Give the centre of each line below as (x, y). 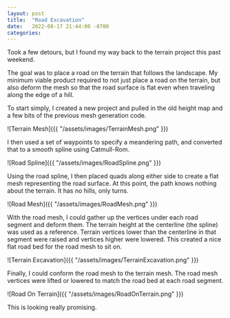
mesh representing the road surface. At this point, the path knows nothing (112, 184)
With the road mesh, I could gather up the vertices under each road (103, 218)
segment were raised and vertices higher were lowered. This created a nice (114, 240)
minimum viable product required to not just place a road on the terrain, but (114, 81)
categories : (24, 33)
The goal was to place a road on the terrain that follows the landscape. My (113, 73)
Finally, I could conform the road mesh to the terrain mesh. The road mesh (113, 273)
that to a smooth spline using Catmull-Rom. (68, 149)
